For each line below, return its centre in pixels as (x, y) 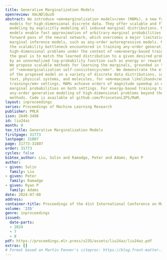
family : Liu (22, 172)
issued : (13, 218)
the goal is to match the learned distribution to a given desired (81, 56)
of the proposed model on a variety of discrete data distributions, (83, 75)
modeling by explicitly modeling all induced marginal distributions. (84, 28)
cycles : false (20, 153)
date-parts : (22, 222)
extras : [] (16, 246)
